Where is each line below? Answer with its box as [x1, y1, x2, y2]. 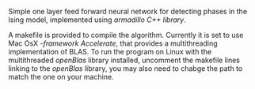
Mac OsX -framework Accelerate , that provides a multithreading [8, 39, 218, 48]
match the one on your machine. [8, 72, 114, 81]
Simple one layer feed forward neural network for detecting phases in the [8, 7, 248, 16]
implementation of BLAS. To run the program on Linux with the [8, 47, 212, 56]
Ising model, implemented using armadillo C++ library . [8, 15, 186, 24]
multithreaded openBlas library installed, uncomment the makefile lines [8, 55, 240, 65]
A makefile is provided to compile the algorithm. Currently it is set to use [8, 31, 244, 39]
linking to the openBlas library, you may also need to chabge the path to [8, 64, 243, 73]
